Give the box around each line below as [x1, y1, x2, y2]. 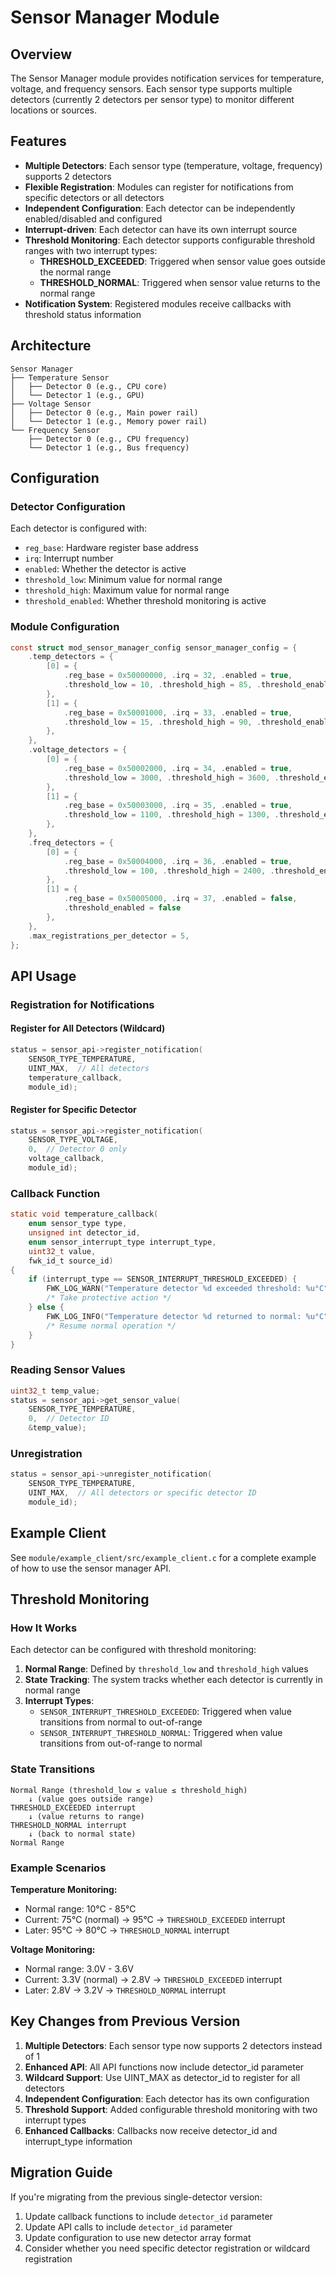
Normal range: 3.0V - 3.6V [24, 1962, 134, 1975]
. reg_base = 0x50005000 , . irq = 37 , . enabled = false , [63, 894, 298, 904]
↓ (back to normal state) [28, 1829, 137, 1839]
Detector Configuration [10, 499, 126, 513]
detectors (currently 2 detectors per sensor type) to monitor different [10, 94, 295, 105]
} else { [28, 1302, 65, 1312]
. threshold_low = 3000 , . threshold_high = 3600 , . [63, 772, 280, 783]
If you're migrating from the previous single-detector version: [10, 2191, 263, 2203]
